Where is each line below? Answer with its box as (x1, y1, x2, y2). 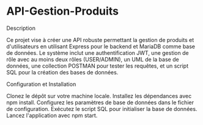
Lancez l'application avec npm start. (6, 112, 98, 119)
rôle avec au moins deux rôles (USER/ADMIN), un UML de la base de (6, 55, 179, 63)
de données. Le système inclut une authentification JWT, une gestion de (6, 49, 189, 56)
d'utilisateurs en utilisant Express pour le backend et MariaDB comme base (6, 43, 196, 50)
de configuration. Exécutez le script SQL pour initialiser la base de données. (6, 105, 197, 112)
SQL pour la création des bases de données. (6, 68, 119, 76)
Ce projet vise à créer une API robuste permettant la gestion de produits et (6, 36, 194, 43)
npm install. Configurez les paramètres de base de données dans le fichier (6, 99, 194, 106)
